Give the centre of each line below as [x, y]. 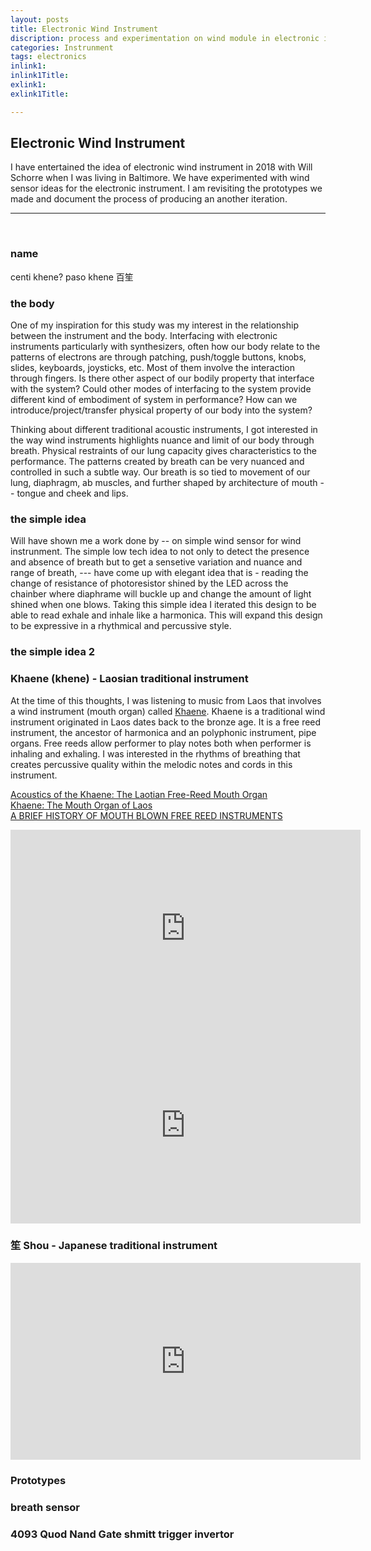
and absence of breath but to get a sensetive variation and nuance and [156, 562]
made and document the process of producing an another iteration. [149, 199]
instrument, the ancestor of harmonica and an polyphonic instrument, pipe [163, 732]
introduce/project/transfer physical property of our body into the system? [161, 410]
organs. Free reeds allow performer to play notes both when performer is [161, 743]
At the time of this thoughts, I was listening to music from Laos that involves [166, 700]
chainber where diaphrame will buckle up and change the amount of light [161, 594]
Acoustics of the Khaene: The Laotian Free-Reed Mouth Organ [139, 794]
